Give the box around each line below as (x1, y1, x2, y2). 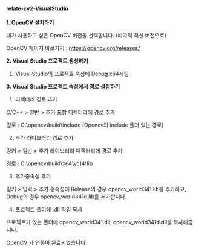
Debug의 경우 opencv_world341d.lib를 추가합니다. (6, 193, 127, 200)
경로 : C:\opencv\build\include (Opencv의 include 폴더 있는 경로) (6, 121, 164, 129)
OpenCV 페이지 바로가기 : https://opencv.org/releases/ (6, 45, 140, 52)
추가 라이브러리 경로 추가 (15, 134, 74, 142)
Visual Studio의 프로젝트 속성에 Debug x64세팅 (15, 70, 129, 78)
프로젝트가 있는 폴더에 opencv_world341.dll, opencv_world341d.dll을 (6, 219, 172, 226)
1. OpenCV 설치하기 (6, 19, 54, 27)
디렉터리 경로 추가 (15, 96, 57, 103)
